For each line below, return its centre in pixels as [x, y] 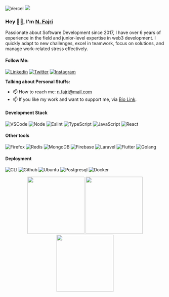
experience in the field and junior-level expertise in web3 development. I [80, 38]
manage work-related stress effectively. [47, 49]
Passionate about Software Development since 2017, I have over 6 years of [83, 32]
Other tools [17, 136]
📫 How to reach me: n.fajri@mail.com [52, 92]
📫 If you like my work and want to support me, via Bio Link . [75, 99]
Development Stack [27, 113]
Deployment [18, 158]
